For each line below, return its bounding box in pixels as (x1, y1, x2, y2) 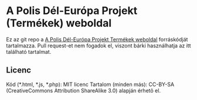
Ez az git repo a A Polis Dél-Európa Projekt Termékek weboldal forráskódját (6, 36, 188, 43)
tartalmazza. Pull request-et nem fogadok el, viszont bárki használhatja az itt (6, 42, 191, 49)
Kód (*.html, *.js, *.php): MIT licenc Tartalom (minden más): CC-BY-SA (6, 81, 175, 88)
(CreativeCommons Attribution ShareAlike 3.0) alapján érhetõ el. (6, 87, 161, 94)
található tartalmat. (6, 48, 52, 55)
